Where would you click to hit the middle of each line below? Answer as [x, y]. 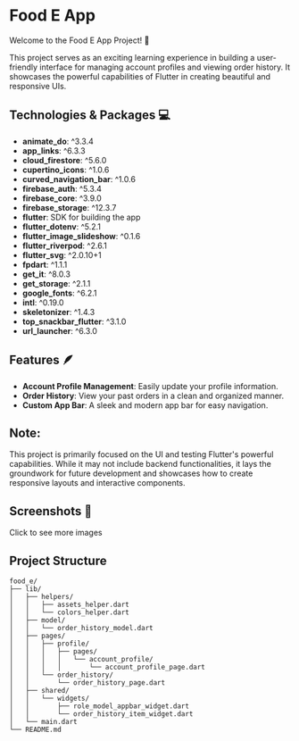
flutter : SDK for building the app [81, 217]
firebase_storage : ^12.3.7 [69, 207]
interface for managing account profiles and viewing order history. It [165, 67]
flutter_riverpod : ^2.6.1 [64, 246]
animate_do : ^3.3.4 [58, 141]
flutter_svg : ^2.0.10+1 [62, 254]
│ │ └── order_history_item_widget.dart [101, 714]
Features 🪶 [42, 360]
